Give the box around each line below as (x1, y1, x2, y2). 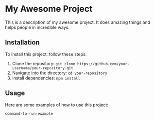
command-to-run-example (5, 111, 53, 116)
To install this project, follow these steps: (5, 51, 87, 57)
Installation (5, 39, 40, 47)
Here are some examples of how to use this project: (5, 102, 108, 108)
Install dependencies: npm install (12, 75, 80, 81)
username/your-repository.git (12, 66, 74, 70)
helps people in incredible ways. (5, 24, 69, 30)
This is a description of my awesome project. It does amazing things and (5, 19, 151, 25)
